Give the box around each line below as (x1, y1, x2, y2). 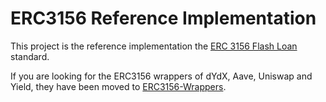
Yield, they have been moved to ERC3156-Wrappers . (10, 80, 227, 92)
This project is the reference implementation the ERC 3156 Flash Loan (10, 40, 298, 52)
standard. (10, 50, 50, 62)
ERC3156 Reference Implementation (10, 7, 317, 30)
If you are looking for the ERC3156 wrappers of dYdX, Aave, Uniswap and (10, 70, 313, 82)
